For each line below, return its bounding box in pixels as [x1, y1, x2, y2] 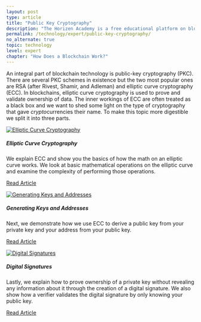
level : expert [6, 48, 42, 54]
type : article [6, 14, 42, 20]
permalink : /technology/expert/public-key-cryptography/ [6, 31, 151, 37]
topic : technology [6, 43, 52, 49]
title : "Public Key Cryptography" [6, 20, 93, 26]
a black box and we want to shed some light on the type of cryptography [6, 101, 185, 109]
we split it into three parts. [6, 115, 71, 122]
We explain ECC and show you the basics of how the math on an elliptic [6, 155, 183, 162]
